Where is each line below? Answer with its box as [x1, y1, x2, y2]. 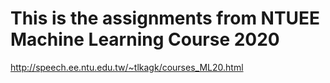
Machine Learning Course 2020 [10, 28, 280, 51]
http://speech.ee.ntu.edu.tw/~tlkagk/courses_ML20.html [10, 61, 244, 73]
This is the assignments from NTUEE [10, 7, 321, 30]
